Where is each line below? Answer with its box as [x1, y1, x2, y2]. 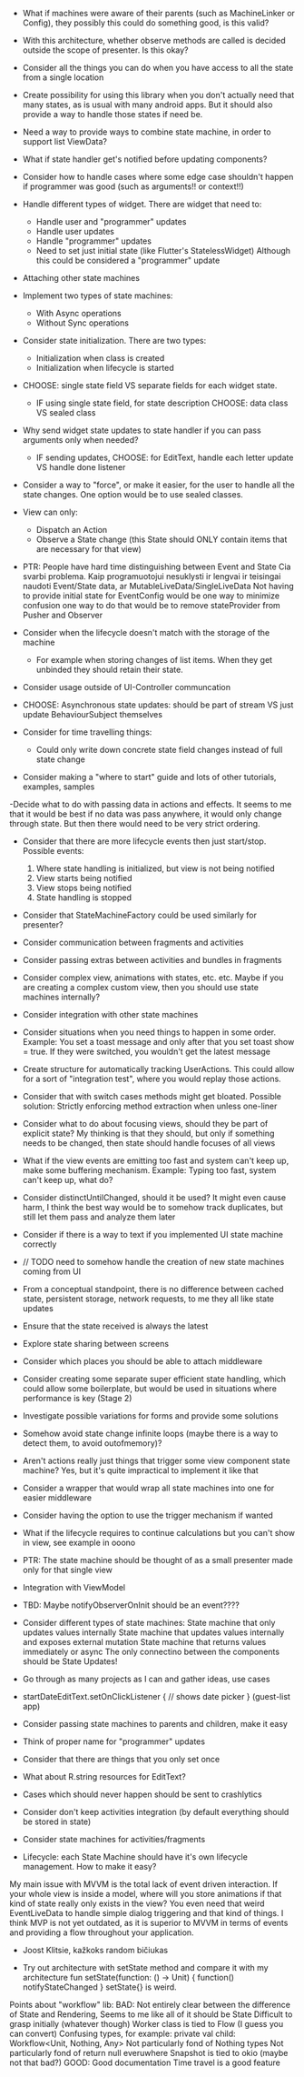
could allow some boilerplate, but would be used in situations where [22, 1383, 277, 1394]
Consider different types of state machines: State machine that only [22, 1618, 276, 1628]
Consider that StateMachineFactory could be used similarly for [22, 909, 257, 920]
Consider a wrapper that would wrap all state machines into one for [22, 1482, 275, 1493]
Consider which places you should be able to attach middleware [22, 1356, 263, 1367]
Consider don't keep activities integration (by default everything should [22, 1807, 289, 1817]
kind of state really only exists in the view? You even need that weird [9, 1898, 265, 1909]
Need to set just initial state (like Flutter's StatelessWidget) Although [35, 246, 291, 256]
